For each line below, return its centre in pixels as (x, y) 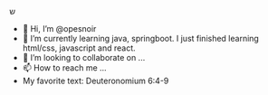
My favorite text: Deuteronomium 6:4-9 (96, 81)
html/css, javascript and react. (79, 48)
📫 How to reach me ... (64, 68)
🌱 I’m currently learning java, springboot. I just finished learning (141, 38)
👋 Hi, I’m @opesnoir (59, 28)
